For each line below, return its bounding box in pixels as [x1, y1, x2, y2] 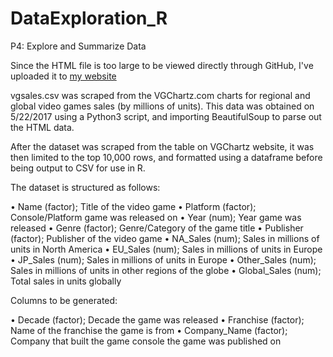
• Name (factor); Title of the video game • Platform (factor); [10, 200, 257, 212]
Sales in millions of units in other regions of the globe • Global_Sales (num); [10, 264, 322, 276]
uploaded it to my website [10, 70, 117, 82]
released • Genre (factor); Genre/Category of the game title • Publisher [10, 222, 304, 234]
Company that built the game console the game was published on [10, 335, 282, 347]
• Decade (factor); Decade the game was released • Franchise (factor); [10, 313, 305, 326]
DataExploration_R [10, 7, 168, 30]
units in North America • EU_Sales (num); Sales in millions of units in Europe [10, 243, 323, 255]
